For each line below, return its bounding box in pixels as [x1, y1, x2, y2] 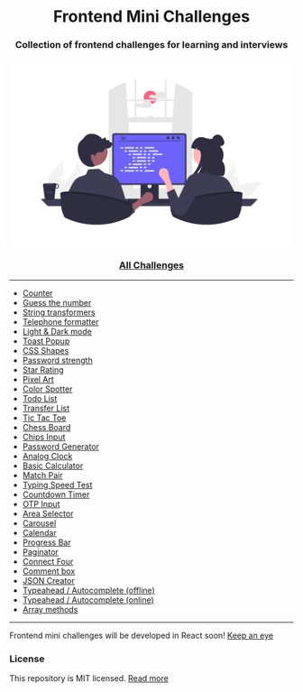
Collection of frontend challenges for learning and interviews [14, 39, 289, 51]
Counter [22, 287, 53, 299]
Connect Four [22, 556, 74, 567]
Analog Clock [22, 450, 73, 461]
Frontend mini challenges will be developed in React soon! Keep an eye [9, 630, 274, 641]
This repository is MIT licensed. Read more [9, 673, 169, 684]
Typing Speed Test [22, 479, 93, 490]
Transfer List [22, 402, 70, 413]
